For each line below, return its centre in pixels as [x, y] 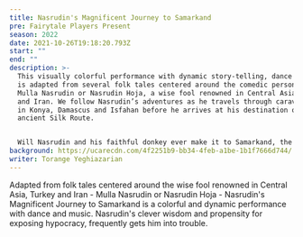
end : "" [24, 59]
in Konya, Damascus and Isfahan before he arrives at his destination [153, 110]
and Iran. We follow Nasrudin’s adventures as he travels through [145, 101]
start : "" [28, 51]
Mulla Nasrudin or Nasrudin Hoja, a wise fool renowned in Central [147, 93]
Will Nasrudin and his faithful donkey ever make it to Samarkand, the [155, 142]
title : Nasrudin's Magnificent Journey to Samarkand [110, 18]
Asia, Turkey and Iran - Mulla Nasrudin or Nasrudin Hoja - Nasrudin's [137, 194]
